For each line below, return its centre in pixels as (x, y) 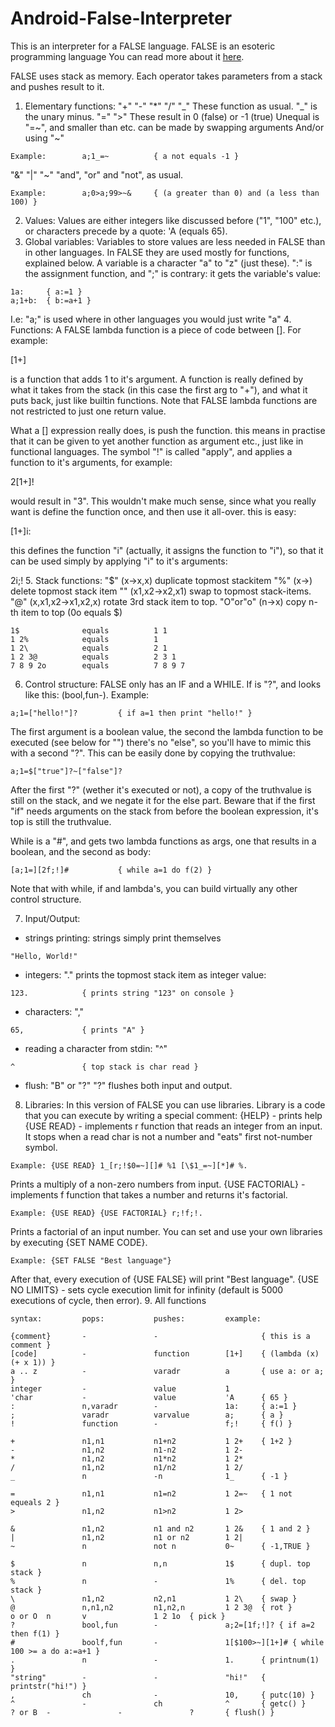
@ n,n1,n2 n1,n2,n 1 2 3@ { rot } (151, 1607)
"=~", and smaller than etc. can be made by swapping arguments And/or (174, 127)
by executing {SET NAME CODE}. (79, 1242)
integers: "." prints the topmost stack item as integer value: (145, 974)
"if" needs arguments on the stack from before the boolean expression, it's (164, 811)
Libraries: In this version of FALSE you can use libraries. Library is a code (175, 1104)
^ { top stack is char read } (104, 1067)
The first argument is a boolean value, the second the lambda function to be (167, 731)
